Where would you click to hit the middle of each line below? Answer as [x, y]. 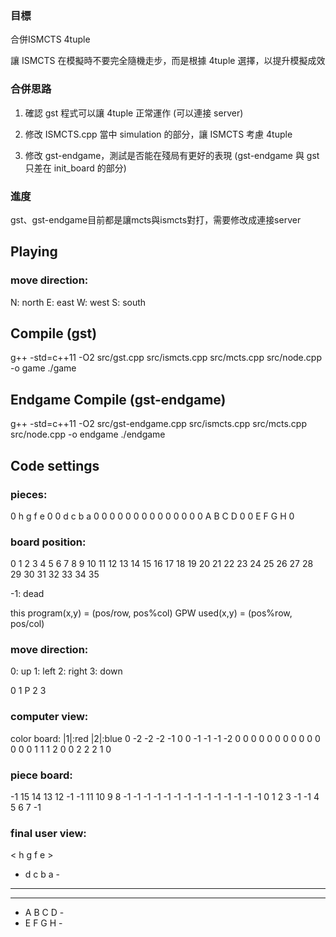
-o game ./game [43, 368]
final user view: [48, 833]
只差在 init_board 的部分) [75, 168]
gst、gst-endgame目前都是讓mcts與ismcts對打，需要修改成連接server [156, 219]
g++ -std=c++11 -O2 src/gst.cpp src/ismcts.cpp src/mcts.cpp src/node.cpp [166, 358]
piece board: [41, 775]
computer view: [49, 717]
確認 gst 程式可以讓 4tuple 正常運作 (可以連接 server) [134, 113]
